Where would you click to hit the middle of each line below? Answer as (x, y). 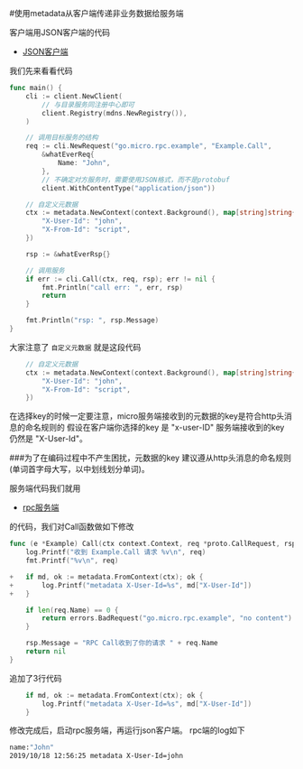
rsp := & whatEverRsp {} (68, 254)
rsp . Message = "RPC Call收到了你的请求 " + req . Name (122, 644)
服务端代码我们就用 (45, 488)
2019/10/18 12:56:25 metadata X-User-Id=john (96, 756)
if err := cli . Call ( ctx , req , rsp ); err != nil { (121, 279)
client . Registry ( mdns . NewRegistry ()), (115, 113)
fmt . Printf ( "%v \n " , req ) (72, 561)
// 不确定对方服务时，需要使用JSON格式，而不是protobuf (136, 180)
